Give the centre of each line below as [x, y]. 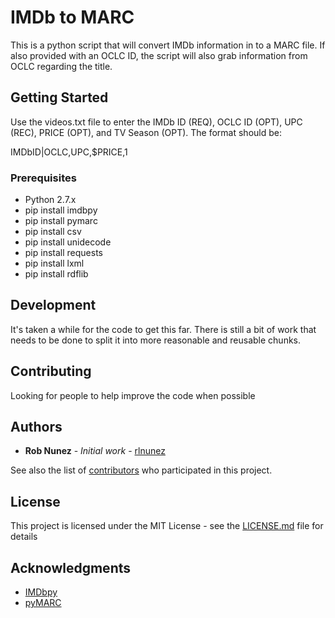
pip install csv [53, 232]
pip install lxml [54, 263]
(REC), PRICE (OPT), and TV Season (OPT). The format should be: [146, 132]
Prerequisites [43, 178]
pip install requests [63, 253]
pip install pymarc [61, 221]
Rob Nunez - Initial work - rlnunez [95, 451]
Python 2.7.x [50, 200]
